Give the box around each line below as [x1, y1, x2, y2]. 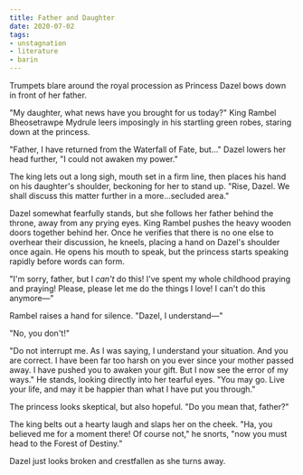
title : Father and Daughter [9, 13, 116, 23]
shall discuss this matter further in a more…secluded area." [9, 191, 230, 201]
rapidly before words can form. [9, 256, 125, 267]
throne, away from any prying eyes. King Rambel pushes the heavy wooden [9, 218, 291, 228]
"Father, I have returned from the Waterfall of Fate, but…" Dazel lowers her [9, 144, 287, 155]
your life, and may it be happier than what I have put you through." [9, 384, 256, 394]
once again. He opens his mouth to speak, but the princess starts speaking [9, 246, 289, 257]
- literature [9, 47, 59, 56]
